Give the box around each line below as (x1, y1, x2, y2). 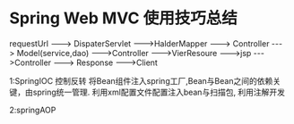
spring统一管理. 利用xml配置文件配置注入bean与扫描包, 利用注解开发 (32, 87, 285, 97)
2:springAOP (9, 104, 56, 115)
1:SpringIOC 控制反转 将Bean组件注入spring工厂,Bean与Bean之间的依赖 (9, 75, 273, 86)
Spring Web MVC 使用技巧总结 (9, 8, 238, 29)
